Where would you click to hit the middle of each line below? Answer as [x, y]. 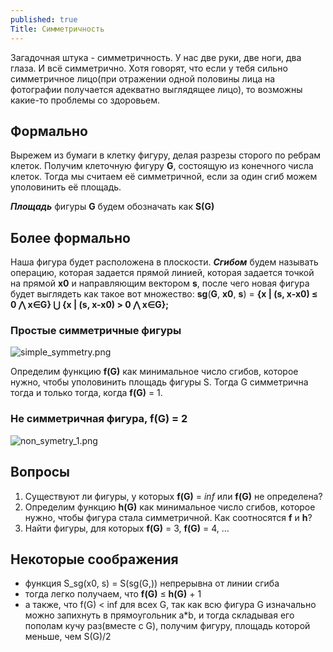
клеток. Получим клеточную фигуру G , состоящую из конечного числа [162, 166]
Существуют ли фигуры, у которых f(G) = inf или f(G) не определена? [173, 496]
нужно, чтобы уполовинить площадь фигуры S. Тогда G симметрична [159, 382]
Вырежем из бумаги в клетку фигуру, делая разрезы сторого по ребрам [166, 155]
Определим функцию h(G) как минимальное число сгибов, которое [170, 507]
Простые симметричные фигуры [96, 331]
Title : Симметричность [57, 29]
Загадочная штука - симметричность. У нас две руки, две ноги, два [156, 57]
